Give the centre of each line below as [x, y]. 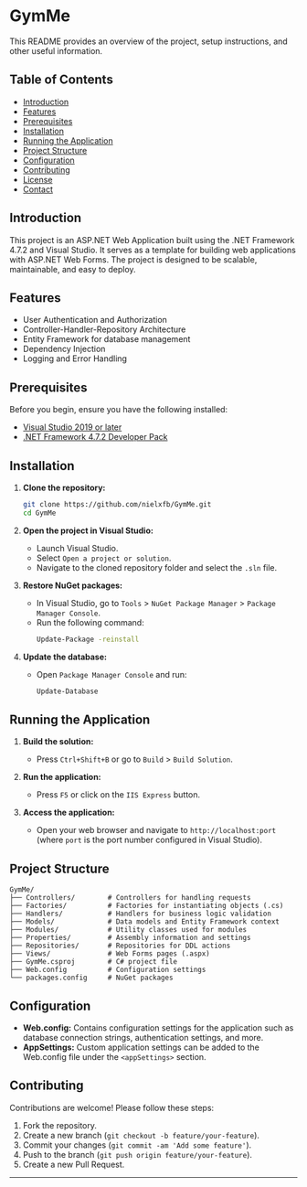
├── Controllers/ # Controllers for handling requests [130, 898]
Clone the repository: [64, 487]
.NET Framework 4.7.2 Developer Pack [95, 437]
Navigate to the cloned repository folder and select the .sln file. [157, 567]
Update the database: [65, 657]
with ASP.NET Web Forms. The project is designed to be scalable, [133, 259]
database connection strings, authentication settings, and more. [143, 1037]
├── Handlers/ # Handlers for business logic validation [141, 914]
